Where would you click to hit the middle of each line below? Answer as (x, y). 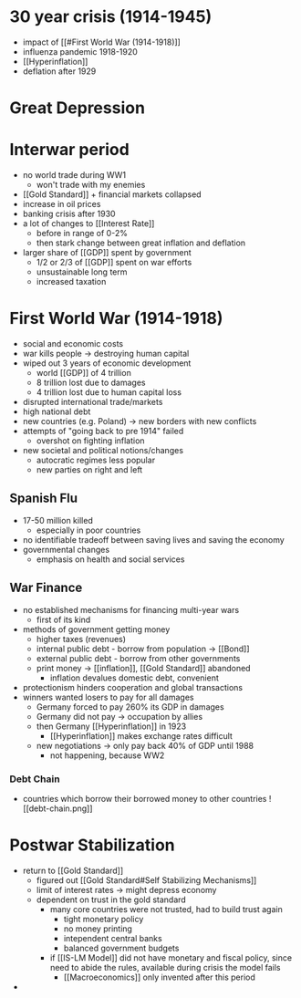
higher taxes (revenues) (81, 639)
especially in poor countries (88, 530)
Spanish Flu (44, 499)
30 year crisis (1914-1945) (111, 17)
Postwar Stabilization (92, 845)
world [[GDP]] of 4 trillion (84, 373)
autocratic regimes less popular (96, 460)
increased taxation (71, 282)
